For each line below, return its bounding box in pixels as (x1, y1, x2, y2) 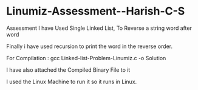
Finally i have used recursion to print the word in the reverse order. (6, 43, 173, 50)
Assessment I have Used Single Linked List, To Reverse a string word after (6, 24, 193, 32)
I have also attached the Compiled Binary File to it (6, 66, 131, 74)
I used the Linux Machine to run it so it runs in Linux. (6, 78, 137, 85)
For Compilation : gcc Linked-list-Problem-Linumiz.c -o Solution (6, 54, 166, 61)
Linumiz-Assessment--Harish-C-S (6, 4, 185, 18)
